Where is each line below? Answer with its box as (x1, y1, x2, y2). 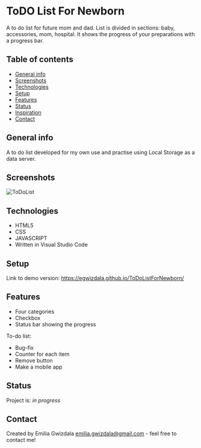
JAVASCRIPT (14, 235, 48, 242)
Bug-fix (14, 344, 34, 351)
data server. (6, 155, 36, 162)
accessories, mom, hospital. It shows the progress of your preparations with (6, 30, 195, 37)
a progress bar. (6, 37, 44, 44)
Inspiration (14, 108, 42, 116)
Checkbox (14, 314, 41, 322)
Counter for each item (14, 350, 70, 358)
